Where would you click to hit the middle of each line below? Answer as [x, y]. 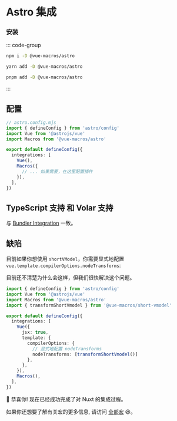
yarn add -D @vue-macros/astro [44, 67]
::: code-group [24, 45]
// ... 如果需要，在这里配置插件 [57, 172]
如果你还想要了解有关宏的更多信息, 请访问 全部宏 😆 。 [71, 412]
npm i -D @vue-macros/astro [41, 56]
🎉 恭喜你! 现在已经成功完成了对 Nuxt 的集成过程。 [66, 399]
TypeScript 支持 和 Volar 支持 [60, 208]
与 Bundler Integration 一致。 [41, 223]
